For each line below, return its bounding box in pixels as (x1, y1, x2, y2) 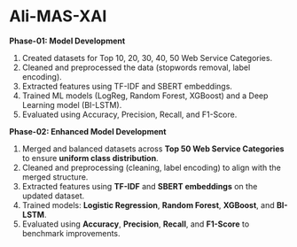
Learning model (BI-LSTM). (21, 99, 122, 110)
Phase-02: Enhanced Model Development (9, 126, 167, 136)
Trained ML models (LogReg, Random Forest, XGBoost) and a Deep (21, 90, 269, 101)
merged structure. (21, 171, 89, 182)
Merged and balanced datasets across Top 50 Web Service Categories (21, 143, 285, 154)
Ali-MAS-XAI (9, 6, 107, 27)
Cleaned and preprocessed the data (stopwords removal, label (21, 62, 251, 73)
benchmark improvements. (21, 228, 121, 238)
